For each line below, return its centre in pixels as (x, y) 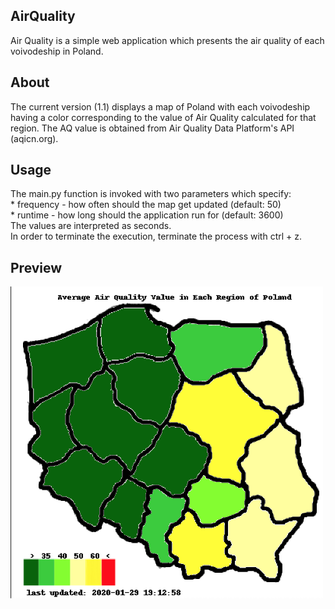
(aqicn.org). (34, 138)
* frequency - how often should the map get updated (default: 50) (146, 205)
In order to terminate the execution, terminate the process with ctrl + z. (156, 236)
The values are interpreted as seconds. (91, 226)
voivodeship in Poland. (57, 51)
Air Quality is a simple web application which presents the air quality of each (167, 40)
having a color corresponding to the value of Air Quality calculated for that (163, 117)
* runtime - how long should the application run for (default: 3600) (147, 215)
